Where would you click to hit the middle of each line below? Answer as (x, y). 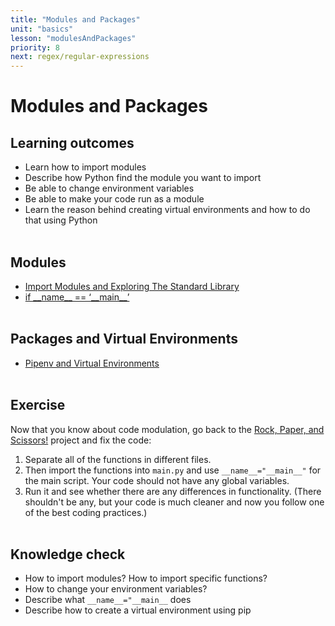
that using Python (61, 220)
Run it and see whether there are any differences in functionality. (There (173, 491)
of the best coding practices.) (86, 512)
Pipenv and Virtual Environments (92, 363)
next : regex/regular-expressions (80, 57)
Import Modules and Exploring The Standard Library (132, 286)
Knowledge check (68, 554)
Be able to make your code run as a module (114, 199)
